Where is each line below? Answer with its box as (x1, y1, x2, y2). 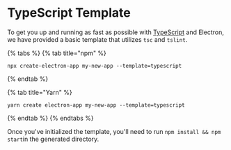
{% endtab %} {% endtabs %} (7, 114, 94, 122)
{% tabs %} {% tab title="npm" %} (7, 49, 106, 57)
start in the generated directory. (7, 135, 99, 143)
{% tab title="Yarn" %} (7, 88, 72, 96)
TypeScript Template (7, 5, 131, 21)
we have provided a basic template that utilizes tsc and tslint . (7, 35, 188, 43)
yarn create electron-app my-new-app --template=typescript (7, 101, 186, 109)
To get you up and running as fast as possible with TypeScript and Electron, (7, 28, 224, 36)
